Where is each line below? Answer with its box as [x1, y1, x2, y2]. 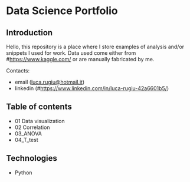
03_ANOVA [14, 130, 42, 137]
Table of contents [6, 102, 72, 112]
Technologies [6, 153, 58, 163]
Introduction [6, 28, 53, 38]
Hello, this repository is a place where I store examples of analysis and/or [6, 43, 185, 50]
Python [14, 169, 32, 176]
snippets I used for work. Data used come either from [6, 49, 136, 57]
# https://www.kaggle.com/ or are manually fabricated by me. [6, 56, 155, 62]
